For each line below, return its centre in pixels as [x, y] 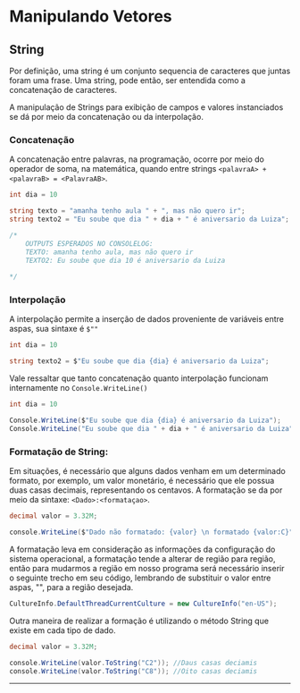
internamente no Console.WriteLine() [79, 388]
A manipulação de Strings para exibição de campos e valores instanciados [146, 107]
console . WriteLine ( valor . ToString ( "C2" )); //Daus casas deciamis [133, 663]
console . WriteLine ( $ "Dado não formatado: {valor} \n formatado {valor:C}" [151, 532]
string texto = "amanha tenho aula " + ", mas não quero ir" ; [127, 211]
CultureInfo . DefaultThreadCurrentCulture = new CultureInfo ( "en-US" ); [143, 604]
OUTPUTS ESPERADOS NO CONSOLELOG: [89, 243]
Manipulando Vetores [91, 17]
